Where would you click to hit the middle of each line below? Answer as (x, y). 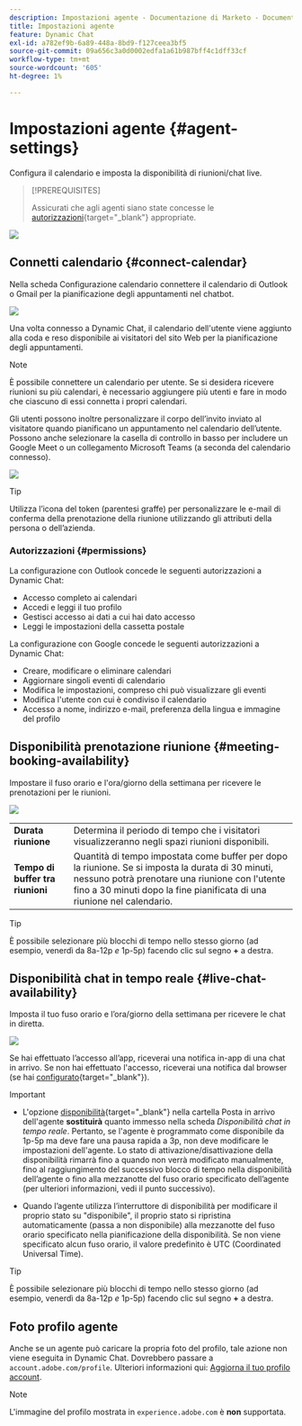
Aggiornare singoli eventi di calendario (94, 680)
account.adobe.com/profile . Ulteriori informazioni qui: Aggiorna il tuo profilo (150, 1367)
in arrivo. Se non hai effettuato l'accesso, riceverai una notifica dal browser (148, 1068)
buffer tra (35, 879)
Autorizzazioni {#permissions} (78, 551)
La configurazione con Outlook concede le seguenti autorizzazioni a (136, 570)
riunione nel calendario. (123, 901)
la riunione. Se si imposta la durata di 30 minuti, (173, 867)
